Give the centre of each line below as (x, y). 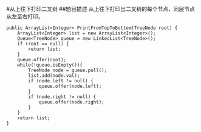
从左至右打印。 (25, 16)
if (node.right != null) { (62, 97)
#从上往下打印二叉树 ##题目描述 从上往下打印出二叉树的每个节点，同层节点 (101, 9)
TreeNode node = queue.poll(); (68, 70)
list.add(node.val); (54, 76)
